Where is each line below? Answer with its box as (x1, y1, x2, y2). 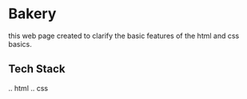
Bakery (8, 5, 57, 23)
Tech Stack (8, 63, 66, 76)
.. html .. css (8, 83, 49, 93)
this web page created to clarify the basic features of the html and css (8, 31, 240, 40)
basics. (8, 39, 32, 48)
